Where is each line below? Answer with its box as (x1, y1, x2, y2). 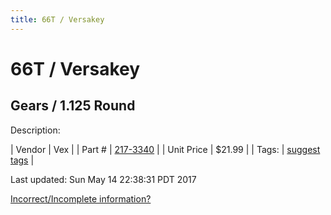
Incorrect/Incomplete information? (10, 192, 152, 205)
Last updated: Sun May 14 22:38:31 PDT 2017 (10, 173, 197, 185)
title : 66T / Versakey (10, 14, 105, 25)
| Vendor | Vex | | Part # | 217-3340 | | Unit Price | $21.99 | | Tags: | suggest (10, 143, 321, 155)
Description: (10, 124, 61, 136)
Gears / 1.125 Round (10, 97, 136, 115)
